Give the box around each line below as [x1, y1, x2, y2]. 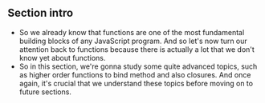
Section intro [7, 6, 74, 20]
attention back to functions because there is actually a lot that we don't [18, 44, 255, 54]
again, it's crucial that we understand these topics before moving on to [18, 78, 254, 88]
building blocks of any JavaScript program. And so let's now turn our [18, 36, 248, 46]
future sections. [18, 87, 71, 97]
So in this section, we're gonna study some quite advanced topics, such [18, 61, 258, 71]
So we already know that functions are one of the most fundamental [18, 27, 245, 37]
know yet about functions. [18, 53, 106, 62]
